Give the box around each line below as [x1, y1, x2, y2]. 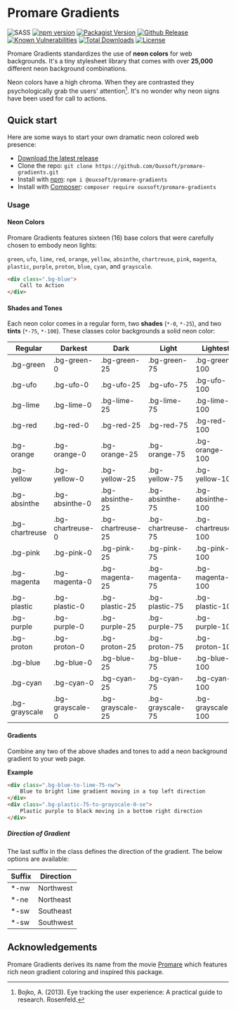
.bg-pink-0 [53, 548, 93, 558]
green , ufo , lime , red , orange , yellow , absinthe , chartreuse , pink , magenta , [7, 255, 217, 263]
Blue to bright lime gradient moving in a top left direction [20, 788, 206, 795]
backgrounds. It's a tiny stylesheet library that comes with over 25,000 [7, 56, 214, 65]
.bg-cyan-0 [53, 678, 94, 688]
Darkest [60, 343, 88, 353]
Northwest [38, 883, 73, 893]
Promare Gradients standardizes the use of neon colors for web [7, 49, 192, 58]
